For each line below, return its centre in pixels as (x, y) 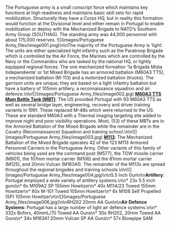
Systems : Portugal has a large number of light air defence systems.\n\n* (81, 207)
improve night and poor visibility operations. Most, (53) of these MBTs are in (85, 121)
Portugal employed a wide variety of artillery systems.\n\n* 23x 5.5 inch (80, 180)
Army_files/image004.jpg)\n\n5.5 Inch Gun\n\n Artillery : (107, 175)
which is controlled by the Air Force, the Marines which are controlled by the (85, 56)
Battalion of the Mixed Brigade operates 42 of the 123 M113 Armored (77, 143)
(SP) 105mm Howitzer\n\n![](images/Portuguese (56, 196)
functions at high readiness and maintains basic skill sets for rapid (74, 13)
